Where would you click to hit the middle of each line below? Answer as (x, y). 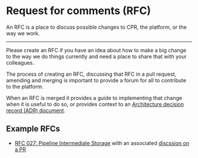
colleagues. (20, 62)
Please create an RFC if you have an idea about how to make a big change (96, 50)
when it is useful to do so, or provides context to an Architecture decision (95, 104)
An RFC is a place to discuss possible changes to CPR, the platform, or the (97, 27)
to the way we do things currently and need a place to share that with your (96, 56)
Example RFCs (33, 129)
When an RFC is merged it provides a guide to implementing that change (94, 98)
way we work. (23, 33)
